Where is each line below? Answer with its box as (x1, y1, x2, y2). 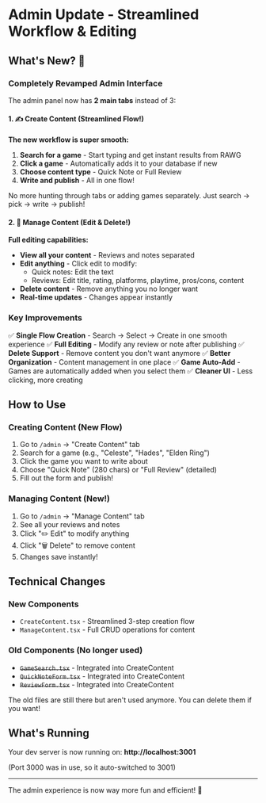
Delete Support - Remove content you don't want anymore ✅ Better (8, 348, 231, 358)
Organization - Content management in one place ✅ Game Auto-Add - (8, 357, 241, 366)
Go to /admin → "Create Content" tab (19, 440, 140, 449)
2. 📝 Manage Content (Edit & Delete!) (8, 217, 131, 227)
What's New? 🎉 (8, 54, 85, 67)
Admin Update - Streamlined (8, 6, 199, 24)
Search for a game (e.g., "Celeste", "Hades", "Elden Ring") (19, 448, 210, 457)
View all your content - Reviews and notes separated (19, 250, 196, 260)
